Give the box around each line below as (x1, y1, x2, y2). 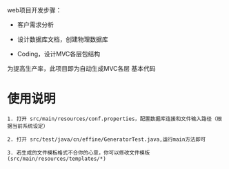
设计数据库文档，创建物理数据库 (17, 35, 108, 43)
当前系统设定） (12, 122, 49, 129)
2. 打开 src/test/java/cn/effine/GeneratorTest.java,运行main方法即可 (7, 136, 206, 143)
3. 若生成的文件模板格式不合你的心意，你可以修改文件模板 (7, 149, 150, 156)
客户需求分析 (17, 21, 54, 29)
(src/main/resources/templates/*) (7, 155, 107, 162)
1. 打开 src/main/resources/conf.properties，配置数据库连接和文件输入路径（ (7, 115, 217, 122)
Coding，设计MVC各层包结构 (17, 50, 101, 58)
